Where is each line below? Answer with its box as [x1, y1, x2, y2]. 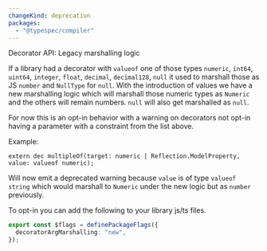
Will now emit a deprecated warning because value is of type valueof [8, 173, 237, 183]
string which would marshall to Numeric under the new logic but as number [8, 182, 251, 191]
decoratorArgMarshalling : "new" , [15, 229, 127, 237]
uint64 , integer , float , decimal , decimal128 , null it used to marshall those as [8, 73, 260, 82]
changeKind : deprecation [8, 11, 91, 20]
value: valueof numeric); [8, 159, 94, 167]
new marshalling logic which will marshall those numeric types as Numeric [8, 89, 250, 99]
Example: [8, 137, 39, 147]
